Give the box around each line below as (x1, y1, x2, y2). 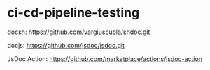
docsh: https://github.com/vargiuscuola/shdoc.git (7, 28, 150, 36)
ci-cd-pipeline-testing (7, 5, 140, 21)
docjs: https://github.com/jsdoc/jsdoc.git (7, 41, 125, 49)
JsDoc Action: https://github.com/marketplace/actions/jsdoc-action (7, 54, 203, 63)
